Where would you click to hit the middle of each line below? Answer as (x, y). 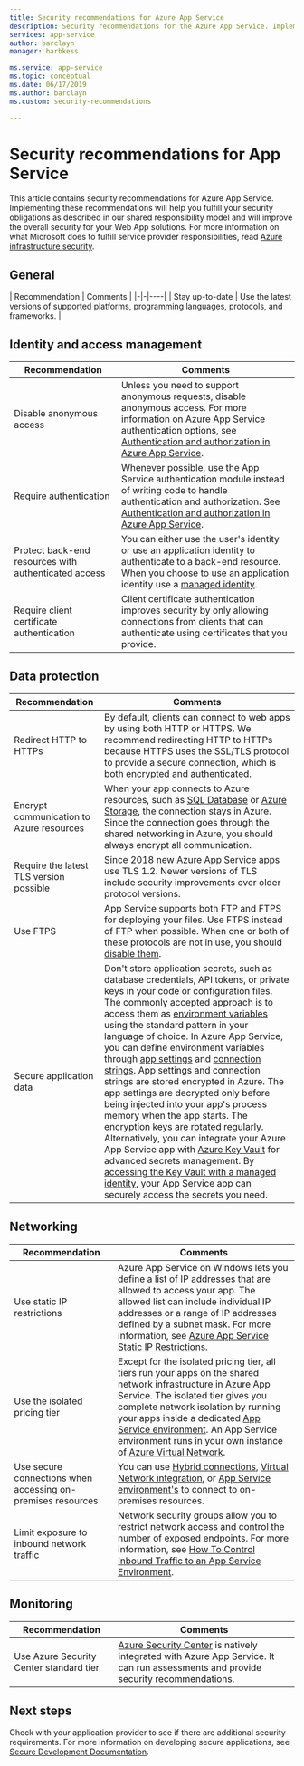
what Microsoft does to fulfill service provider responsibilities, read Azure (146, 237)
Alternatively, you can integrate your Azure (195, 1138)
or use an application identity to (188, 550)
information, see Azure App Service (193, 1335)
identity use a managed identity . (189, 585)
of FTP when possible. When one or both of (196, 931)
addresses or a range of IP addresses (197, 1313)
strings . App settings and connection (182, 1070)
